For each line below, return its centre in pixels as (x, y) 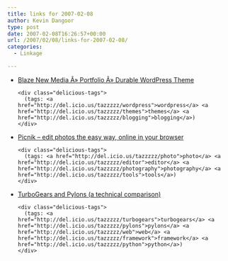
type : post (23, 27)
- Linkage (28, 54)
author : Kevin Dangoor (41, 21)
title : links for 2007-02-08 (50, 14)
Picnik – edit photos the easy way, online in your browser (101, 137)
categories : (25, 47)
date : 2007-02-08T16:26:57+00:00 (57, 34)
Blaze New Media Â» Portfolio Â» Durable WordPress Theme (106, 79)
